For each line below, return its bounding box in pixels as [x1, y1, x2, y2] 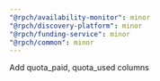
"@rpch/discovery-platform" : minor [9, 21, 143, 30]
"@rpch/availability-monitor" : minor [9, 12, 151, 22]
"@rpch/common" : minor [9, 37, 94, 47]
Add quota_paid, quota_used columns [9, 62, 150, 73]
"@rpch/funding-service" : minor [9, 29, 130, 38]
